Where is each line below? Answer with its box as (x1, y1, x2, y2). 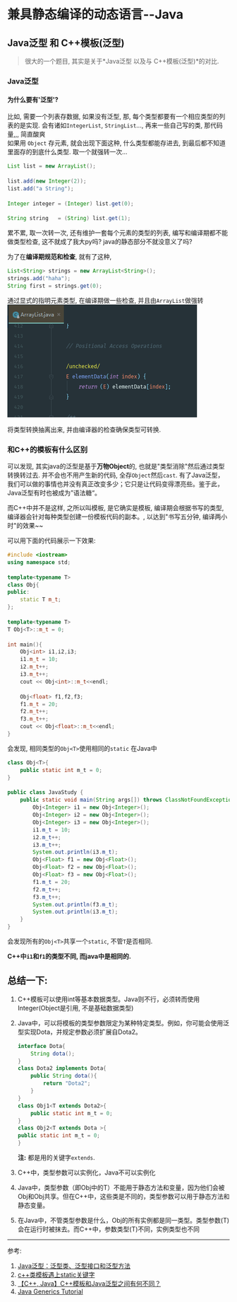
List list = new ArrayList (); (7, 163, 97, 170)
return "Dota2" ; (43, 1080, 91, 1087)
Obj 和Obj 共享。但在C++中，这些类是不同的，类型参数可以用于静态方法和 (17, 1192, 230, 1201)
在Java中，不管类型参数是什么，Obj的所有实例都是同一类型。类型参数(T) (17, 1216, 230, 1225)
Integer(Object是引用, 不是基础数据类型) (17, 1003, 134, 1012)
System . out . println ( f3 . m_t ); (32, 901, 119, 908)
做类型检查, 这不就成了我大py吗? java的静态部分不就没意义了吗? (7, 238, 193, 246)
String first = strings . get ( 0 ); (7, 282, 102, 289)
